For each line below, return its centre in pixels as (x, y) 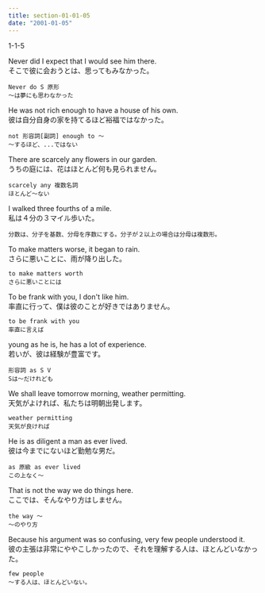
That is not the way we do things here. (71, 490)
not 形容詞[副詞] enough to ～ (56, 136)
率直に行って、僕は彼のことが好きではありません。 (91, 306)
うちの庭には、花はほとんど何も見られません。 (84, 168)
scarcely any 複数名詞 (43, 185)
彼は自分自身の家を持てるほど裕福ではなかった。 (88, 119)
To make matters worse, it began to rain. (74, 249)
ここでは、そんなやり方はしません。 (67, 499)
